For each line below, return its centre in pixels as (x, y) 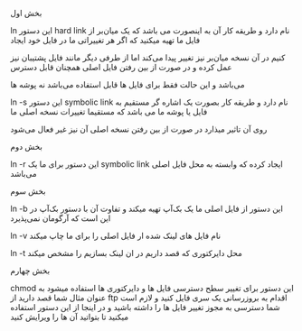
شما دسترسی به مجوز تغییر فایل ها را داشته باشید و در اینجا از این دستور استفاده (146, 307)
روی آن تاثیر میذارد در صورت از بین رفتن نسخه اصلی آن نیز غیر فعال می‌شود (139, 129)
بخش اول (26, 13)
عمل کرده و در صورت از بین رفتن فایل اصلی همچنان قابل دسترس (122, 67)
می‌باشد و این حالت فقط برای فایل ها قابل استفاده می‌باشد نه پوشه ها (127, 84)
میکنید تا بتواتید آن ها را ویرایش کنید (70, 317)
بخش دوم (27, 147)
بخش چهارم (30, 271)
